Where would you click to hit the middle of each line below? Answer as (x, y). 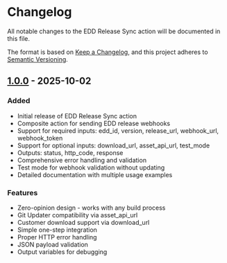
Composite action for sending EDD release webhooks (94, 123)
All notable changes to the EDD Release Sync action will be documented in (114, 31)
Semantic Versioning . (37, 59)
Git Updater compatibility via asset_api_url (77, 215)
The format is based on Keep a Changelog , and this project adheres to (108, 52)
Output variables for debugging (62, 252)
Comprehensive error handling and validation (82, 160)
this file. (18, 38)
